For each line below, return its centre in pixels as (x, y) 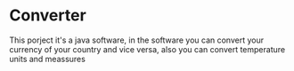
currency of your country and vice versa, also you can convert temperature (147, 49)
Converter (48, 16)
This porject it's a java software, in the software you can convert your (137, 40)
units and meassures (48, 59)
